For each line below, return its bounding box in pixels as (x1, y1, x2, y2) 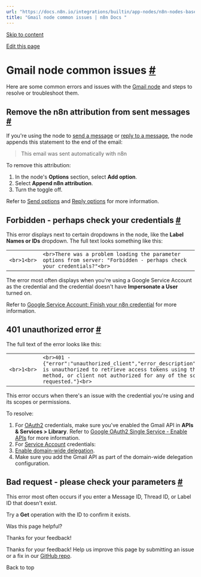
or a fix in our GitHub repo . (6, 552, 72, 559)
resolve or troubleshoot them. (6, 89, 80, 96)
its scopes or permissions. (6, 398, 71, 405)
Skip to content (6, 31, 44, 38)
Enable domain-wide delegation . (14, 447, 95, 454)
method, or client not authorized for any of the (42, 372, 187, 379)
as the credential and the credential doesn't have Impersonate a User (6, 283, 178, 291)
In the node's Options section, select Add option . (14, 173, 138, 180)
